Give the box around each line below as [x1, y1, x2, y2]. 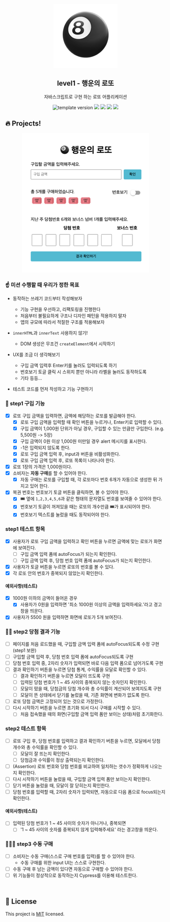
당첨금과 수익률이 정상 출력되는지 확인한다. [20, 757, 105, 763]
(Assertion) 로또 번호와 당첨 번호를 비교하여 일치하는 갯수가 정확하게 [12, 763, 149, 769]
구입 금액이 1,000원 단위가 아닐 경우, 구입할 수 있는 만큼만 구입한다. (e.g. [20, 425, 164, 431]
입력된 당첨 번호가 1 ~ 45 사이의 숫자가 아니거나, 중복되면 [12, 820, 126, 826]
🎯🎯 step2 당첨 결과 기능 [5, 628, 61, 635]
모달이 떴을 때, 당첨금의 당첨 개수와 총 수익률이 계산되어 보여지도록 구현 [20, 685, 162, 692]
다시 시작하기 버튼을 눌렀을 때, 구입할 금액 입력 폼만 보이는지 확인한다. [12, 776, 151, 782]
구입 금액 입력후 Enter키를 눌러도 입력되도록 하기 [20, 363, 117, 369]
